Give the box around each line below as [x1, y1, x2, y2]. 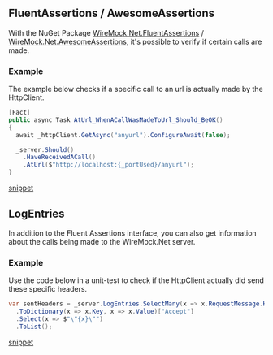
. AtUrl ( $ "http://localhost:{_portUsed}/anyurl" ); [23, 161, 195, 169]
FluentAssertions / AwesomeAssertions [8, 6, 215, 20]
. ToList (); [15, 323, 53, 331]
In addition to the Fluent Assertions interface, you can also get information [8, 227, 258, 238]
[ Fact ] [8, 109, 31, 117]
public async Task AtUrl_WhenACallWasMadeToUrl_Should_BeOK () [8, 115, 223, 124]
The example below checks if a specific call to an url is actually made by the [8, 84, 264, 94]
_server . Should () [15, 145, 75, 154]
